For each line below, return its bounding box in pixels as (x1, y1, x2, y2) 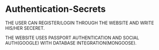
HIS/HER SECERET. (5, 25, 45, 31)
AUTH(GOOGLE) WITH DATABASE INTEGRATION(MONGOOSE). (5, 40, 136, 46)
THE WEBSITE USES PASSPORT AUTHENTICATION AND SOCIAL (5, 35, 139, 41)
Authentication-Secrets (5, 3, 106, 15)
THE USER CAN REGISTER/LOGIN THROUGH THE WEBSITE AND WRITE (5, 20, 154, 26)
